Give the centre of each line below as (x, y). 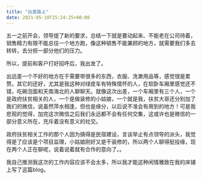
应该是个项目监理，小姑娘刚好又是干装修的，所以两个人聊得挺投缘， (106, 142)
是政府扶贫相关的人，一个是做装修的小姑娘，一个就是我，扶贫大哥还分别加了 (101, 99)
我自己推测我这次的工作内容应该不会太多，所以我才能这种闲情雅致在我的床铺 (101, 162)
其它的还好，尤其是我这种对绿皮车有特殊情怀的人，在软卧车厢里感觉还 (103, 83)
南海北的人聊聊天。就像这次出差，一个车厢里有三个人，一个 (122, 91)
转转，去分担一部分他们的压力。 (46, 50)
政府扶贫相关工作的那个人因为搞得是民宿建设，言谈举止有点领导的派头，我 (98, 134)
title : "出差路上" (28, 12)
